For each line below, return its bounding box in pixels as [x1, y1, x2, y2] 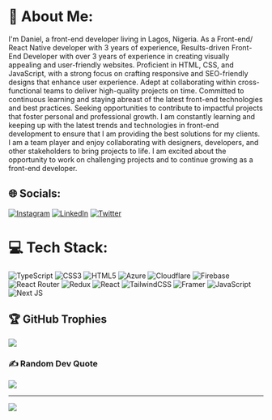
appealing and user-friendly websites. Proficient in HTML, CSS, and [8, 60, 235, 70]
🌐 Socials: [8, 186, 62, 201]
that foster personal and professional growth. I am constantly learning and [8, 111, 256, 121]
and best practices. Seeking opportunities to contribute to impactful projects [8, 103, 263, 113]
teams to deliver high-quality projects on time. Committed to [43, 85, 244, 96]
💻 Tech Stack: [8, 238, 108, 256]
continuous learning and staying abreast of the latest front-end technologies [8, 94, 263, 104]
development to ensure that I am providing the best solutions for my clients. [8, 129, 261, 139]
